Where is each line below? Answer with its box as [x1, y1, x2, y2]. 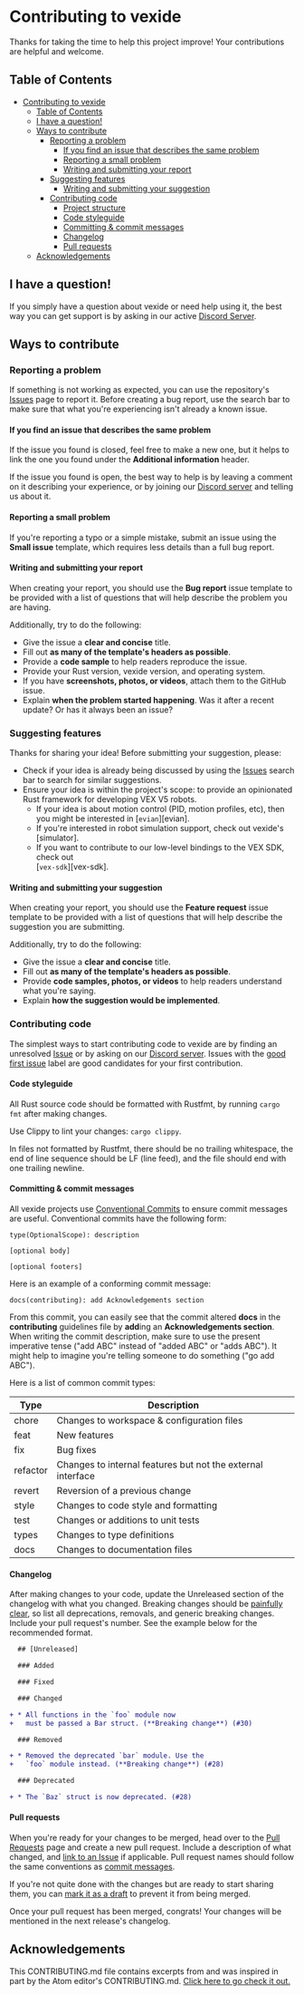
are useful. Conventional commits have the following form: [9, 1213, 227, 1225]
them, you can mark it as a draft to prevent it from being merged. [9, 1888, 252, 1900]
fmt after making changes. [9, 1108, 108, 1119]
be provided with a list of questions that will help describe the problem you [9, 592, 288, 603]
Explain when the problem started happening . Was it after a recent [22, 694, 274, 705]
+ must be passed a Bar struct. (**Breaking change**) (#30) [9, 1719, 253, 1728]
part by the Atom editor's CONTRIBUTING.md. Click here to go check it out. [9, 1975, 291, 1986]
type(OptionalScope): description [9, 1231, 140, 1240]
